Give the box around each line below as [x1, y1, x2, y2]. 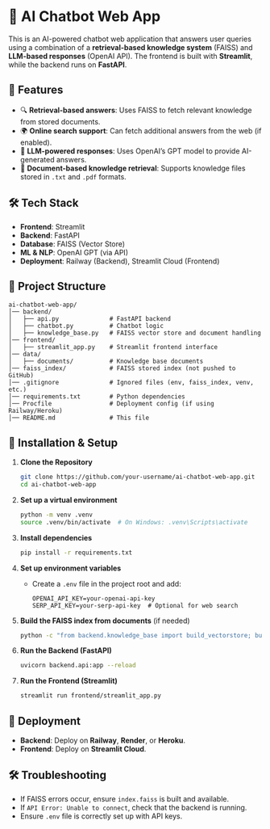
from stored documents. [19, 116, 101, 126]
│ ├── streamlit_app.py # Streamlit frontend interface [8, 343, 218, 351]
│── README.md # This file [8, 414, 150, 423]
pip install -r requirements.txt [19, 549, 133, 557]
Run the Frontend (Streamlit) [19, 676, 118, 686]
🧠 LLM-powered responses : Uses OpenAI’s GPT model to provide [19, 145, 240, 156]
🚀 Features [8, 83, 64, 97]
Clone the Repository [19, 457, 93, 467]
